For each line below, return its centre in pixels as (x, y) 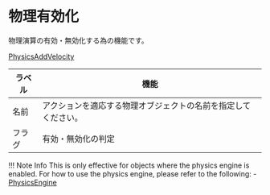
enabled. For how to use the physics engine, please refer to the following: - (133, 173)
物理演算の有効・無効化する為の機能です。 (78, 40)
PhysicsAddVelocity (41, 56)
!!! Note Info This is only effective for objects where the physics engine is (129, 165)
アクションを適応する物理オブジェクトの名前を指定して (147, 106)
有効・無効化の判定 (78, 139)
